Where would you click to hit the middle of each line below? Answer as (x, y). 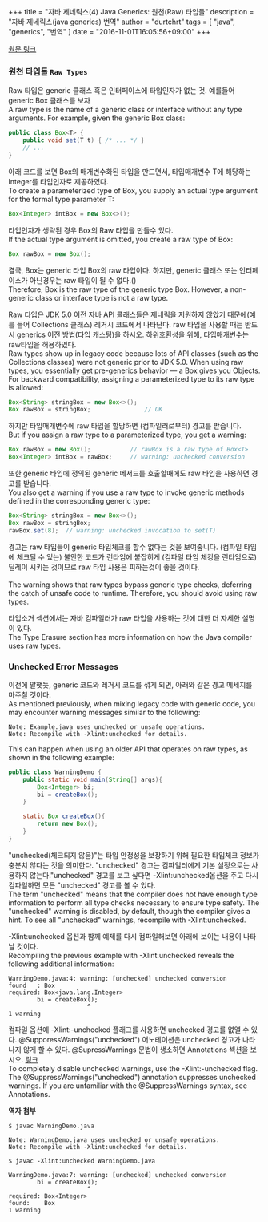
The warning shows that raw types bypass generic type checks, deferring (130, 585)
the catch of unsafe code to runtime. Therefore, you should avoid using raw (133, 593)
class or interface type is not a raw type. (102, 297)
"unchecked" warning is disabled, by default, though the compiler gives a (129, 911)
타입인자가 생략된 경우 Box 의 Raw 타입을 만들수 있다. (91, 230)
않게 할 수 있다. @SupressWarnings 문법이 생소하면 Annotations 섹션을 (136, 1050)
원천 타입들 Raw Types (48, 71)
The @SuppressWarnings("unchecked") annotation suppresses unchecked (132, 1077)
